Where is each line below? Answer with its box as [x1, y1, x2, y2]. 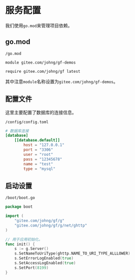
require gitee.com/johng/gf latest [5, 69, 81, 74]
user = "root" [23, 152, 53, 157]
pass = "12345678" [23, 156, 62, 162]
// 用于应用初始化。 [5, 237, 43, 242]
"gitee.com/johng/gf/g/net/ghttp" [14, 222, 87, 228]
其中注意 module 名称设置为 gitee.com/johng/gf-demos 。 [5, 78, 118, 85]
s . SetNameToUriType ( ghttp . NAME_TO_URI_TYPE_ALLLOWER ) [14, 251, 130, 256]
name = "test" [23, 161, 53, 166]
